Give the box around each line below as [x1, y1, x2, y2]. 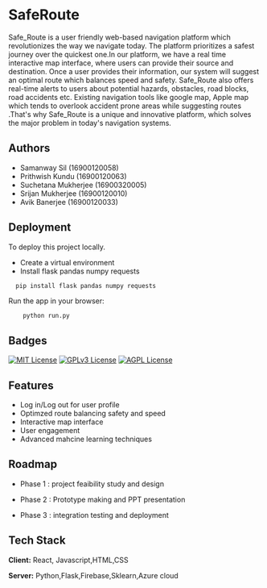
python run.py [23, 312, 70, 320]
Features [8, 378, 54, 392]
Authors [8, 141, 51, 155]
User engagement [19, 426, 80, 436]
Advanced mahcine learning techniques [19, 434, 153, 444]
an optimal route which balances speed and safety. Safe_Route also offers [8, 75, 254, 85]
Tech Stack [8, 534, 66, 548]
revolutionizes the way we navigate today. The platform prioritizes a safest [8, 40, 255, 50]
